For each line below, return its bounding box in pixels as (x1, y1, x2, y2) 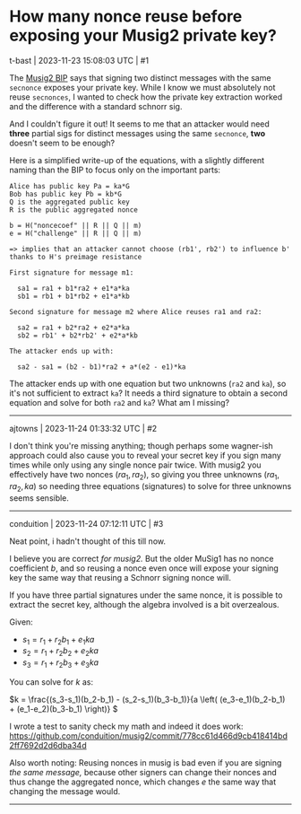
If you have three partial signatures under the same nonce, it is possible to (9, 590, 283, 600)
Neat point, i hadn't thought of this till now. (9, 536, 166, 547)
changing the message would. (9, 785, 121, 796)
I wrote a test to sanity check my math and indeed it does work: (9, 721, 244, 731)
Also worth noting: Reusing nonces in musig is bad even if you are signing (9, 757, 282, 768)
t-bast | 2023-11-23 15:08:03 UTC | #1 (9, 55, 150, 66)
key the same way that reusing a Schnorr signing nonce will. (9, 572, 231, 582)
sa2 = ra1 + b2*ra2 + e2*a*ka (17, 323, 130, 332)
